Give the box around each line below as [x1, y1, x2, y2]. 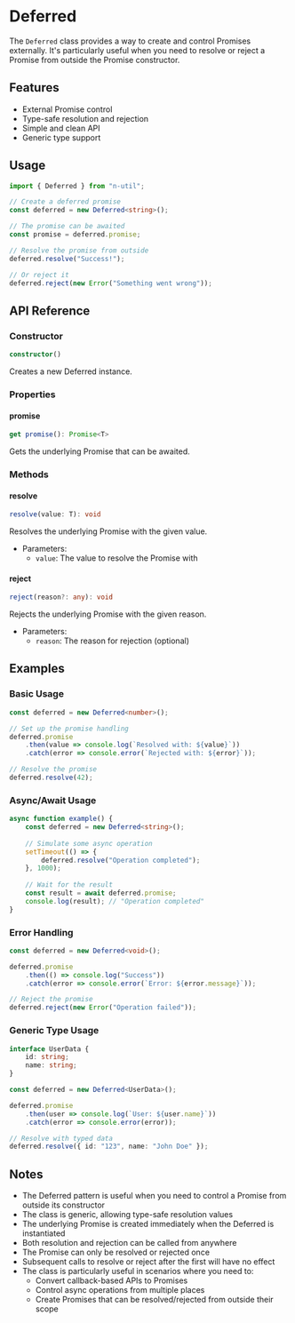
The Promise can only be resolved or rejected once [21, 1247, 211, 1258]
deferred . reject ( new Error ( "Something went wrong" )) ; [9, 278, 213, 288]
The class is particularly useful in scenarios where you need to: [21, 1266, 254, 1277]
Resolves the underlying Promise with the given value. [9, 526, 208, 537]
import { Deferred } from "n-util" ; [9, 181, 145, 190]
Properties [9, 388, 56, 401]
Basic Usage [9, 688, 65, 700]
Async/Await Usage [9, 793, 97, 806]
